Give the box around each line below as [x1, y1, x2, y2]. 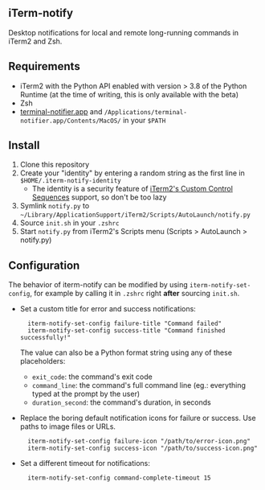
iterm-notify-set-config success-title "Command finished [27, 327, 226, 335]
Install [8, 138, 40, 152]
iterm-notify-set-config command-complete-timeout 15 [27, 474, 211, 482]
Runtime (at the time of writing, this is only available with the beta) [19, 89, 239, 99]
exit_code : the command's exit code [31, 372, 153, 381]
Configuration [8, 258, 80, 272]
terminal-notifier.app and [19, 106, 103, 116]
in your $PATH [123, 115, 166, 125]
